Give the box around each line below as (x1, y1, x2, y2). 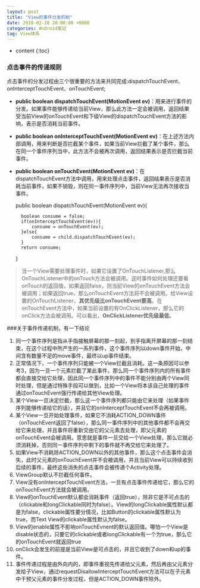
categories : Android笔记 (7, 25, 67, 32)
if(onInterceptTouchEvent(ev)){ (21, 218, 101, 225)
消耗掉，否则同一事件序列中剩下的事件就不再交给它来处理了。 (20, 442, 172, 449)
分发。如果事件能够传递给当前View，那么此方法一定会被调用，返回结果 (15, 105, 190, 112)
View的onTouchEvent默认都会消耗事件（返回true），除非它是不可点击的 (15, 493, 190, 501)
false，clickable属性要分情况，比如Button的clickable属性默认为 (26, 508, 181, 515)
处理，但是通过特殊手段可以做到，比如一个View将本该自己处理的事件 (20, 382, 190, 389)
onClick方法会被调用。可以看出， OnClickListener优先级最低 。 (21, 312, 175, 319)
